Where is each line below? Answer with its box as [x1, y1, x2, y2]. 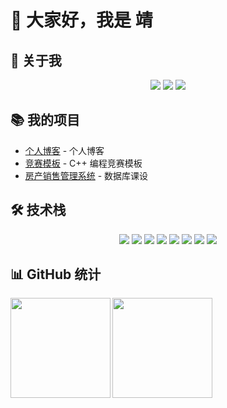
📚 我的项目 [10, 112, 81, 129]
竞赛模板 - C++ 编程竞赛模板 [24, 157, 143, 169]
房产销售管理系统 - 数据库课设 [24, 169, 149, 181]
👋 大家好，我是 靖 [10, 9, 153, 32]
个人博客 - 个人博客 [24, 144, 105, 156]
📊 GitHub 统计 [10, 266, 102, 283]
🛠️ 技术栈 [10, 202, 67, 219]
